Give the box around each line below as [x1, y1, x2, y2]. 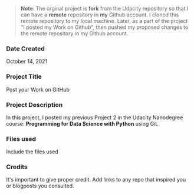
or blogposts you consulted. [6, 182, 75, 190]
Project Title [6, 73, 42, 81]
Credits [6, 163, 28, 171]
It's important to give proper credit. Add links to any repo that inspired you [6, 176, 186, 183]
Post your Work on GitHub [6, 86, 70, 93]
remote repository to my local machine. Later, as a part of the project [20, 18, 188, 24]
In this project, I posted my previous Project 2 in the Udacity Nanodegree [6, 114, 183, 121]
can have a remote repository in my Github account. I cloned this [20, 11, 179, 18]
